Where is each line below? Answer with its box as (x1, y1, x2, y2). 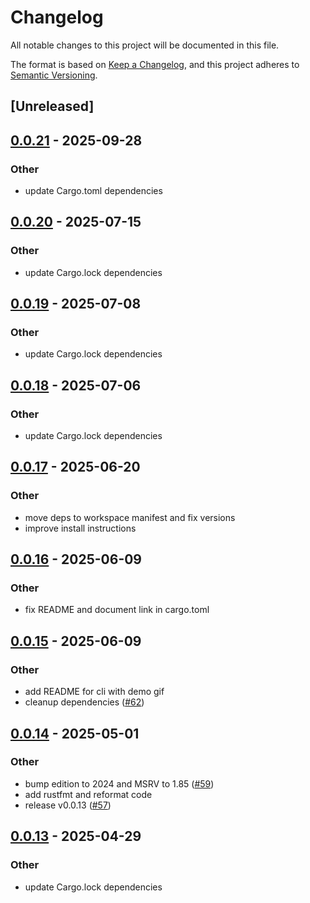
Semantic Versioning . (10, 69, 98, 81)
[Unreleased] (10, 98, 95, 115)
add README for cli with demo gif (24, 686, 165, 698)
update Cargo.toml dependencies (24, 185, 163, 197)
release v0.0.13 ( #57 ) (24, 799, 112, 811)
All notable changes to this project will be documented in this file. (10, 39, 280, 51)
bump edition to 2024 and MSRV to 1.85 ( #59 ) (24, 777, 215, 790)
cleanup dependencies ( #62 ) (24, 696, 145, 708)
